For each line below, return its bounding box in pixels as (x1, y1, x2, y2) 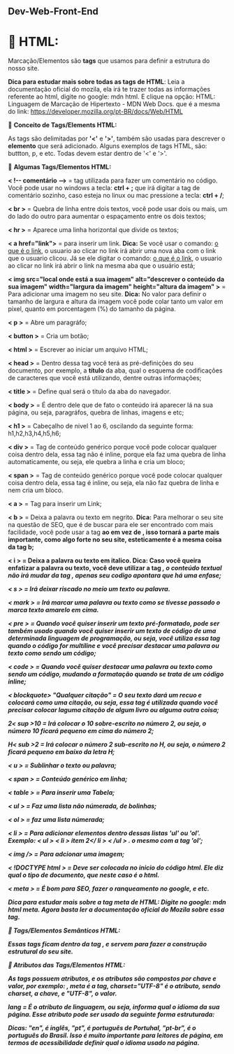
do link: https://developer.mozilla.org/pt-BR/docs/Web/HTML (8, 108, 184, 116)
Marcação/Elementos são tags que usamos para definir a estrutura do (8, 57, 210, 65)
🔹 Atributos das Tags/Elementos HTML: (8, 961, 126, 969)
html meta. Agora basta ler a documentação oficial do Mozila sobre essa (8, 905, 225, 914)
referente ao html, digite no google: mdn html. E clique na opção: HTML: (8, 92, 216, 101)
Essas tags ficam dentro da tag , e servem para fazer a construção (8, 940, 207, 948)
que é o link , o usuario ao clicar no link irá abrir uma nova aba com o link (8, 247, 217, 255)
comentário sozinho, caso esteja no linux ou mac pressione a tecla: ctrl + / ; (8, 192, 224, 200)
